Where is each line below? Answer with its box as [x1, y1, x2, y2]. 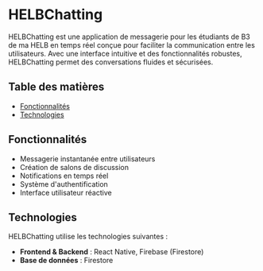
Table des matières [8, 80, 105, 94]
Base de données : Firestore [19, 256, 114, 265]
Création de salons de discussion [19, 162, 130, 172]
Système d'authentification [19, 179, 109, 188]
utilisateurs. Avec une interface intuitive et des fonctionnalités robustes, [8, 48, 242, 58]
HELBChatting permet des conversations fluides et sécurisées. [8, 57, 214, 67]
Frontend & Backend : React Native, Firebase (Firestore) [19, 247, 204, 257]
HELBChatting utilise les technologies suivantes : [8, 232, 168, 242]
